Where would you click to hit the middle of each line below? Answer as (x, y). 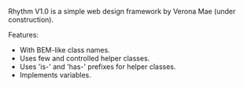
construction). (31, 20)
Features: (24, 35)
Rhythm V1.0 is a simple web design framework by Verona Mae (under (122, 11)
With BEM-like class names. (65, 50)
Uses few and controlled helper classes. (85, 58)
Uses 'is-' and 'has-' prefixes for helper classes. (98, 67)
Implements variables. (55, 75)
